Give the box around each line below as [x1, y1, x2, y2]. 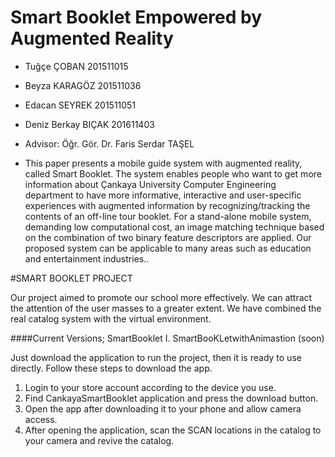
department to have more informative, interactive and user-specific [24, 189, 302, 201]
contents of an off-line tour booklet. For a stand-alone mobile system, [24, 210, 312, 222]
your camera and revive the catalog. [24, 434, 175, 446]
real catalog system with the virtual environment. [10, 312, 212, 325]
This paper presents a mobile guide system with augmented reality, [24, 157, 303, 169]
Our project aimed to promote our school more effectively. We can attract [10, 291, 313, 303]
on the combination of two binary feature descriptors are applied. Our [24, 231, 312, 243]
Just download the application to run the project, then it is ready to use [10, 351, 302, 363]
